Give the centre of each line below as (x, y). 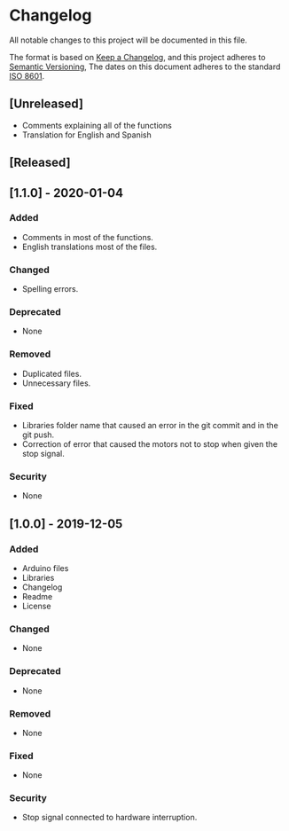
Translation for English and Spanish (87, 135)
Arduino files (45, 568)
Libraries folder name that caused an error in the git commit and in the (150, 426)
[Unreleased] (47, 104)
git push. (38, 435)
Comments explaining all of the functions (97, 125)
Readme (37, 596)
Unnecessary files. (56, 383)
